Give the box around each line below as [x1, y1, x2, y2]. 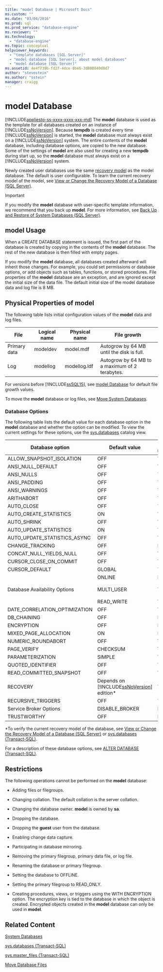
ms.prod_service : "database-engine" [5, 25, 79, 30]
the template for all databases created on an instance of [5, 122, 117, 128]
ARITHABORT [7, 495, 39, 502]
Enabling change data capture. [12, 834, 74, 840]
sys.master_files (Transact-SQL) [5, 953, 69, 958]
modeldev [33, 346, 57, 353]
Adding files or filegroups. [12, 787, 65, 793]
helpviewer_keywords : [5, 48, 49, 53]
